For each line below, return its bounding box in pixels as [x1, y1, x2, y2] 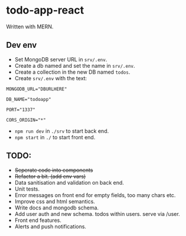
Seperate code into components [14, 166, 93, 173]
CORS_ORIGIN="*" [6, 117, 46, 123]
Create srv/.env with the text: [14, 74, 87, 81]
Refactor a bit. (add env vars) [14, 172, 86, 180]
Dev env [6, 40, 37, 50]
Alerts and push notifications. [14, 222, 87, 230]
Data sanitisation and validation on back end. [14, 179, 124, 186]
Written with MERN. [6, 23, 54, 30]
